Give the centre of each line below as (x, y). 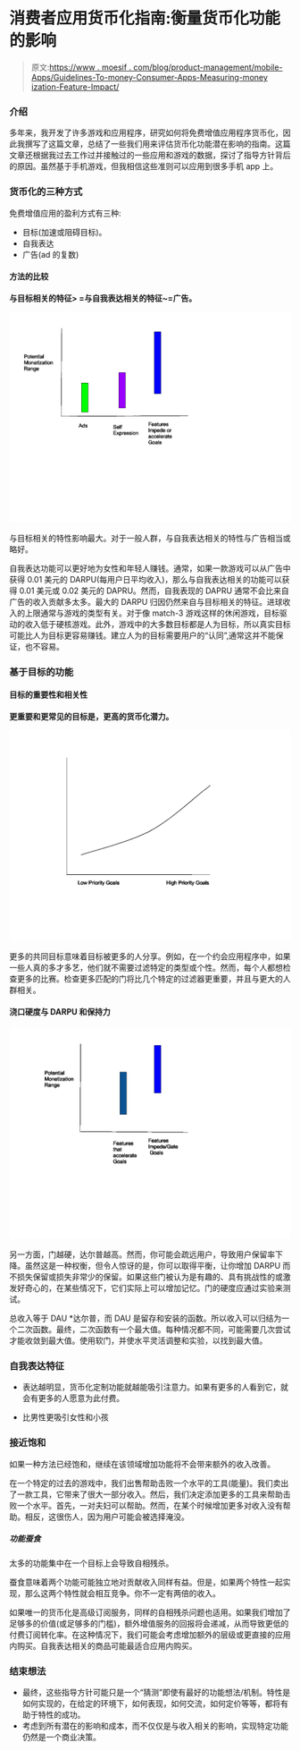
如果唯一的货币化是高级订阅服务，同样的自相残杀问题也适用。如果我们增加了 (150, 1612)
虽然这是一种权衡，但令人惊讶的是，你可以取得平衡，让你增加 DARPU (153, 1266)
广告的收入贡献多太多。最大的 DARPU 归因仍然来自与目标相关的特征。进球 (146, 601)
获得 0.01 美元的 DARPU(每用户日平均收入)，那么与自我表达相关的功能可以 (146, 579)
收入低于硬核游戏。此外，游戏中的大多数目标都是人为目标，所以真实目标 (158, 624)
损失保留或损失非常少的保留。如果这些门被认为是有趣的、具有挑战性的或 (150, 1277)
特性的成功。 (62, 1714)
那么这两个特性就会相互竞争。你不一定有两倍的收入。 (122, 1593)
